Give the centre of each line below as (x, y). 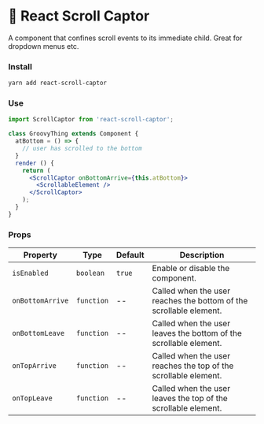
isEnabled (30, 273)
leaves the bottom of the (197, 333)
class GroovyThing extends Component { (73, 134)
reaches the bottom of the (200, 301)
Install (20, 66)
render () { (35, 163)
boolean (90, 273)
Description (202, 255)
